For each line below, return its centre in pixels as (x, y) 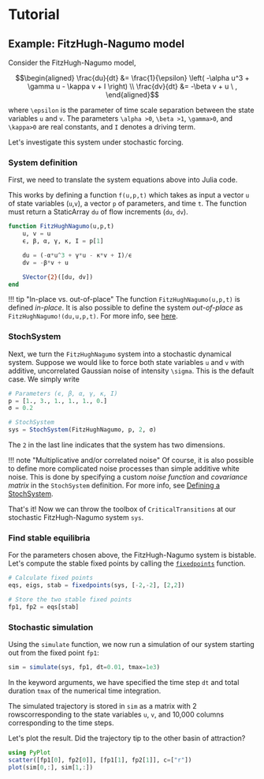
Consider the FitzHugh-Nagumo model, (72, 62)
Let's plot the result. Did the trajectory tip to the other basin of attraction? (127, 738)
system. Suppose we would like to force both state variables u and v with (126, 362)
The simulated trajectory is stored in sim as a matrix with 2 (102, 706)
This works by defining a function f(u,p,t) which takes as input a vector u (129, 195)
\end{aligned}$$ (132, 95)
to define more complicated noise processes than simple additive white (124, 469)
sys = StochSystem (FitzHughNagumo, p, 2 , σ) (82, 430)
